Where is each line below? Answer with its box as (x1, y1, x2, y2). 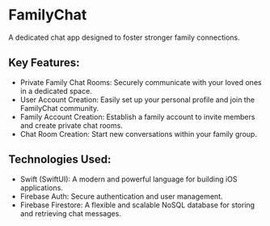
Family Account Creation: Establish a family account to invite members (19, 112, 255, 122)
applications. (19, 182, 63, 192)
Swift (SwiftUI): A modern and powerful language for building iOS (19, 174, 238, 184)
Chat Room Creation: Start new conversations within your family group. (19, 129, 257, 139)
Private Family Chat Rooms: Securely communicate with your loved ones (19, 77, 262, 87)
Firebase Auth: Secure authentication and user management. (19, 191, 224, 201)
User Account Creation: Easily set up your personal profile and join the (19, 95, 255, 104)
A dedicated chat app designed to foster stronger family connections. (8, 32, 240, 42)
